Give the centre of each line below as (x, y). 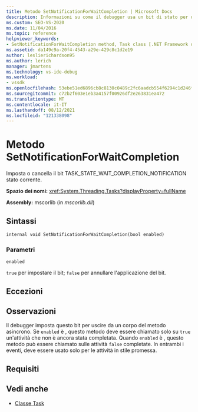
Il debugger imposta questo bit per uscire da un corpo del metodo (86, 325)
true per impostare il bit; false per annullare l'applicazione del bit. (86, 273)
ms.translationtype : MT (35, 99)
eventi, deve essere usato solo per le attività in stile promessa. (82, 350)
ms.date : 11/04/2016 (32, 28)
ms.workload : (22, 77)
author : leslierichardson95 (41, 55)
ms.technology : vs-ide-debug (42, 72)
